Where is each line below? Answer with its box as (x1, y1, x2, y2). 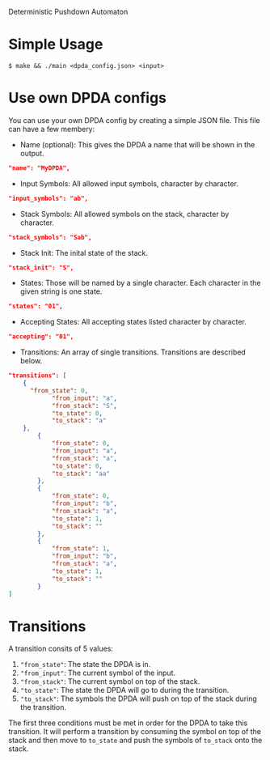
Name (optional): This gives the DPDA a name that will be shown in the (19, 139, 255, 149)
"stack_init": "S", (8, 263, 74, 272)
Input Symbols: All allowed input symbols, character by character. (19, 178, 238, 189)
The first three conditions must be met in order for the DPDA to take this (8, 718, 248, 728)
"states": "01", (8, 303, 63, 311)
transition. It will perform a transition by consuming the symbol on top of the (8, 727, 261, 737)
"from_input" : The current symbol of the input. (19, 668, 176, 678)
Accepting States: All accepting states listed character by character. (19, 317, 247, 327)
